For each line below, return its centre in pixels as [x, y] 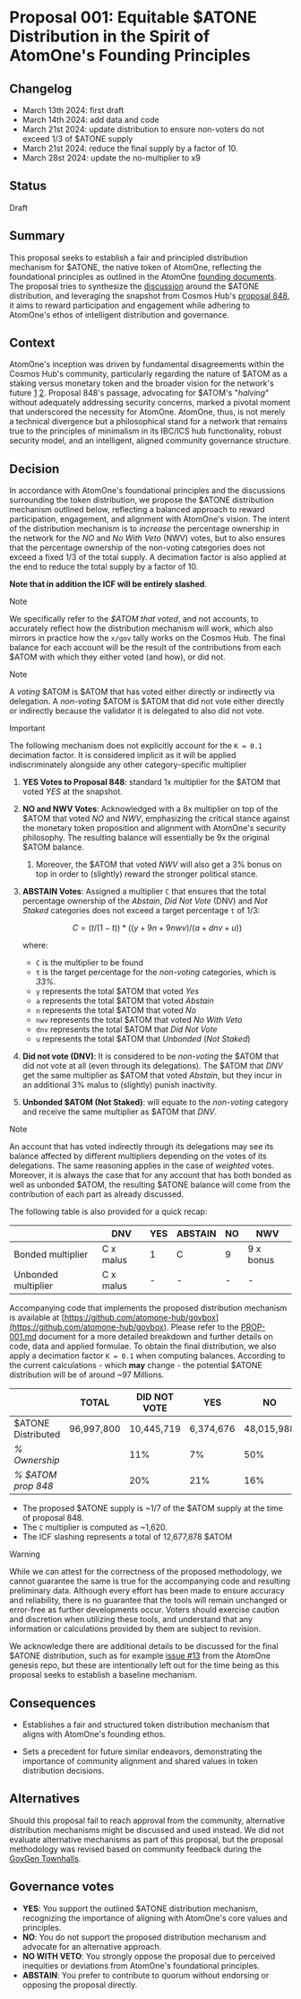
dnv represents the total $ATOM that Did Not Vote [126, 1029]
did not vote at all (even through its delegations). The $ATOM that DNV [153, 1066]
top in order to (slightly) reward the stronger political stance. [146, 874]
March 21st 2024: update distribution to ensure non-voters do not [143, 129]
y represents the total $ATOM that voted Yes [117, 991]
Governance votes [62, 1887]
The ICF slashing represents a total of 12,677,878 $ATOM [127, 1537]
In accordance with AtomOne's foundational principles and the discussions [147, 491]
